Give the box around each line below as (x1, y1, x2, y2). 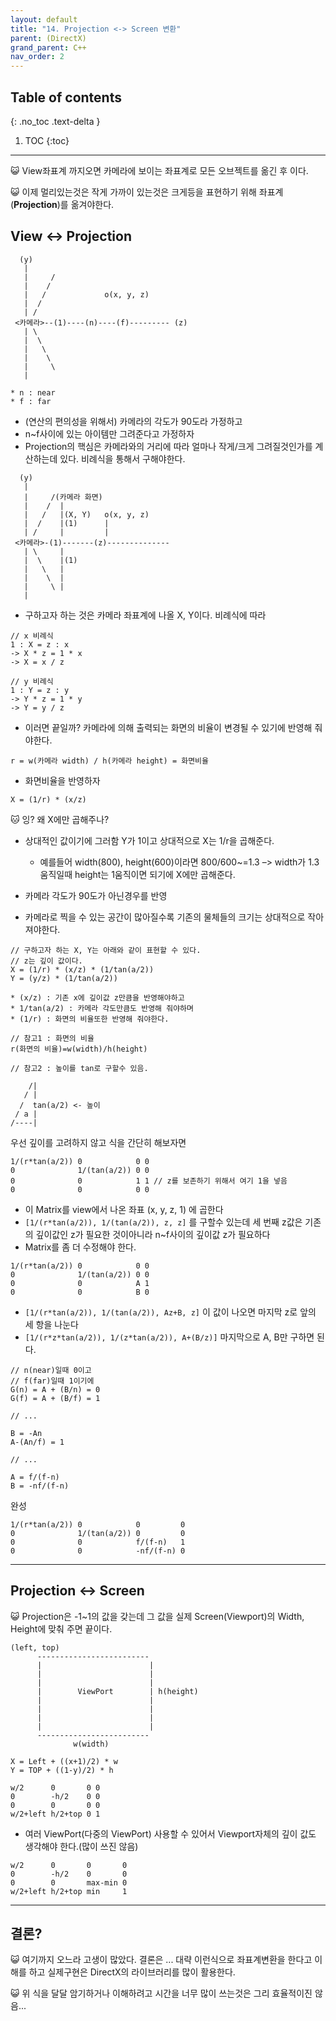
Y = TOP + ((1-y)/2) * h (10, 1765, 114, 1775)
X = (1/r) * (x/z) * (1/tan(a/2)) (10, 964, 155, 975)
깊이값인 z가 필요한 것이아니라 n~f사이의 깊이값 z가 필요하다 (35, 1228, 271, 1240)
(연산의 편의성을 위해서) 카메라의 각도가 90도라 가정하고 (24, 415, 243, 427)
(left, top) (10, 1642, 60, 1653)
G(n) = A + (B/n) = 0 (10, 1384, 101, 1395)
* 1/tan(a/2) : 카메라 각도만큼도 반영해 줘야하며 (10, 1003, 194, 1013)
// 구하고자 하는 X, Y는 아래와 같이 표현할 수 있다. (10, 945, 202, 955)
